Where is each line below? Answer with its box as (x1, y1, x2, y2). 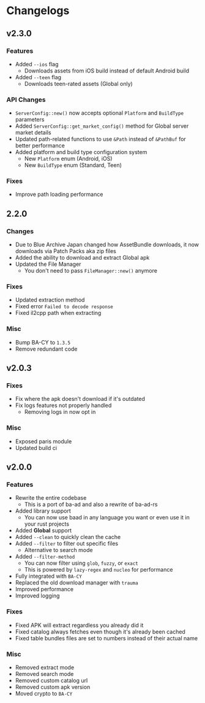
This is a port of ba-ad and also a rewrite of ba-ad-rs (24, 501, 158, 508)
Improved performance (15, 586, 74, 593)
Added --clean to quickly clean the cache (15, 534, 121, 541)
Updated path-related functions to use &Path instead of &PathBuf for (15, 136, 187, 143)
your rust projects (24, 520, 69, 528)
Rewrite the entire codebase (15, 494, 87, 502)
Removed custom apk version (15, 683, 91, 691)
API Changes (6, 95, 46, 104)
